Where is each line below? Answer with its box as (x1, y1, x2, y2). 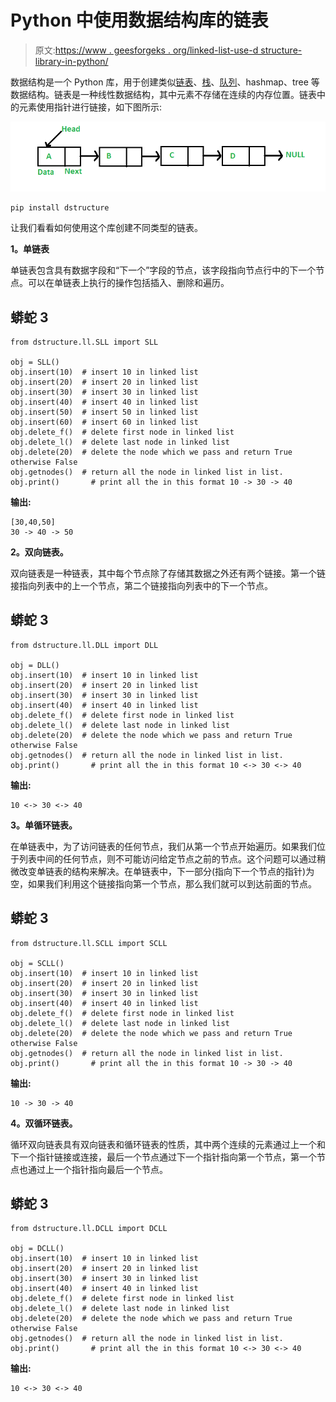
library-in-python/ (34, 55, 109, 67)
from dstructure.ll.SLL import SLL (10, 337, 159, 347)
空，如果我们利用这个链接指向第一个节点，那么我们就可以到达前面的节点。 (10, 877, 317, 890)
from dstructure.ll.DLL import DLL (10, 640, 159, 650)
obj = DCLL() (10, 1244, 65, 1254)
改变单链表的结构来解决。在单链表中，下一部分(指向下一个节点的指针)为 (18, 865, 315, 877)
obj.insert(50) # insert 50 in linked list (10, 407, 199, 417)
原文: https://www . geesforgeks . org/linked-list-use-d (34, 44, 259, 56)
